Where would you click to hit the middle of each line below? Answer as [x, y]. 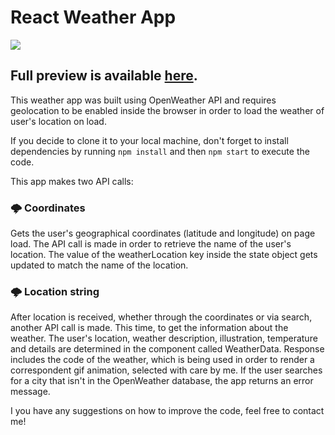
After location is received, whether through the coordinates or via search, [161, 317]
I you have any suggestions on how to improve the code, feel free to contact [167, 411]
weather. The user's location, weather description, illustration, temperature [164, 338]
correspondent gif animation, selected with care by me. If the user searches [166, 370]
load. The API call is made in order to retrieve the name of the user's [151, 244]
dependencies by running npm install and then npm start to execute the [160, 151]
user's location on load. [58, 121]
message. [30, 392]
